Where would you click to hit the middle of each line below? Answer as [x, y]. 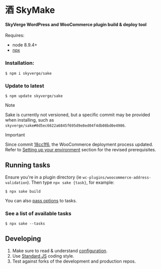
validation [16, 183]
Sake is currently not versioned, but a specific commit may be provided [78, 115]
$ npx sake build [23, 191]
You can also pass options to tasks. [41, 200]
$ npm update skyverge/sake [34, 96]
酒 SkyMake [30, 10]
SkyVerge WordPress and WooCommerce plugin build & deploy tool [76, 24]
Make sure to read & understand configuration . [60, 251]
